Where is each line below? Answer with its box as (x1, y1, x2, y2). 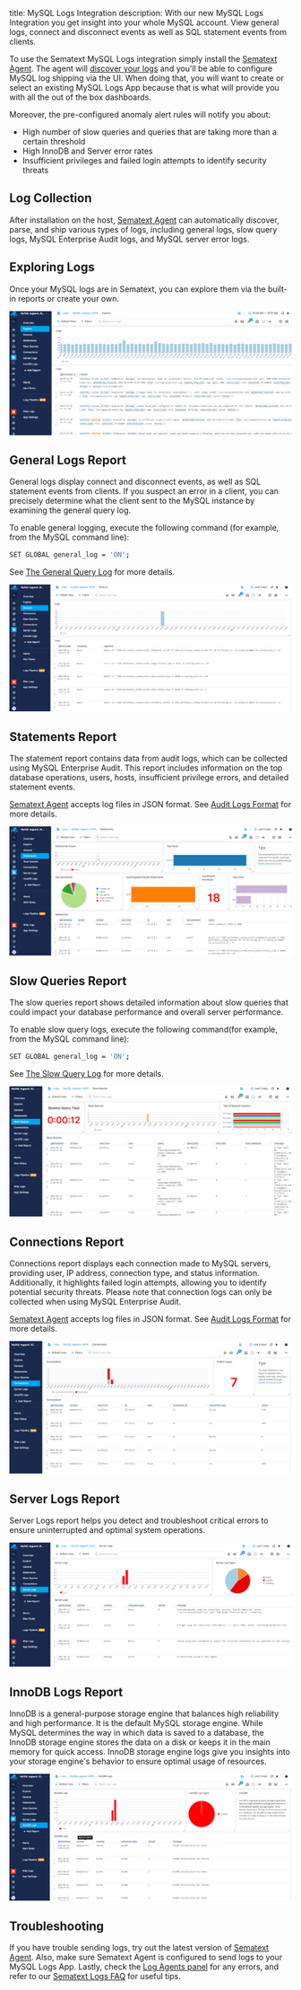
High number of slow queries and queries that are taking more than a (21, 127, 278, 137)
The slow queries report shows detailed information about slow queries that (9, 997, 289, 1008)
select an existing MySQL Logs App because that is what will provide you (9, 83, 279, 92)
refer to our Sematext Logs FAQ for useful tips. (9, 1971, 182, 1982)
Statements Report (9, 729, 117, 744)
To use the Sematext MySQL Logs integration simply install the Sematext (9, 54, 278, 64)
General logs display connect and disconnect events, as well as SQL (9, 476, 262, 488)
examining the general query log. (9, 505, 132, 515)
